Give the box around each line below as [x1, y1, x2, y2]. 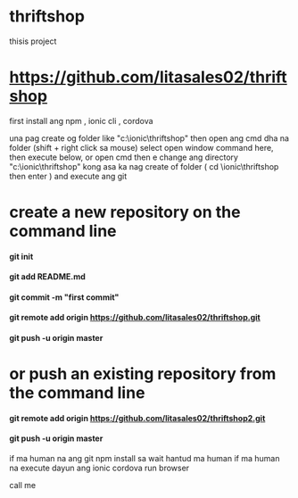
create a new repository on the [9, 203, 241, 222]
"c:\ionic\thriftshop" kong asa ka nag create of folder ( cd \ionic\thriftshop [9, 161, 279, 171]
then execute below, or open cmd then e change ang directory [9, 152, 239, 162]
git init [9, 251, 34, 261]
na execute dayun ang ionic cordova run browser [9, 462, 190, 474]
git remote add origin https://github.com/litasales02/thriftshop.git [9, 312, 261, 323]
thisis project [9, 36, 57, 46]
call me [9, 480, 37, 491]
